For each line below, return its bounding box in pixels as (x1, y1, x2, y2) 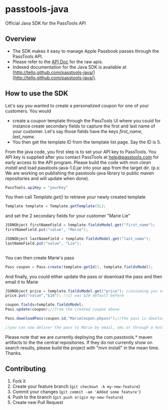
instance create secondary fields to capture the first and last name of (12, 123, 155, 129)
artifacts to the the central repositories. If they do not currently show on (5, 339, 152, 345)
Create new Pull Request (12, 399, 63, 405)
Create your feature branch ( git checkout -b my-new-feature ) (12, 383, 140, 389)
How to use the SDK (5, 89, 68, 98)
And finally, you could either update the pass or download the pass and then (5, 274, 162, 280)
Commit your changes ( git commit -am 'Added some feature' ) (12, 388, 141, 394)
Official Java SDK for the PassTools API (5, 20, 86, 26)
